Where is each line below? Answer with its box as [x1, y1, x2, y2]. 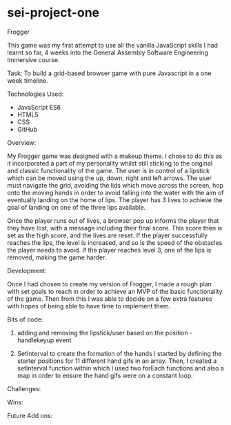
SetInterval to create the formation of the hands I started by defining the [17, 349, 222, 357]
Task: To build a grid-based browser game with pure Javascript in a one [7, 69, 212, 77]
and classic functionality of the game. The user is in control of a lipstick [7, 166, 210, 175]
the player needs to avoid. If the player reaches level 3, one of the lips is [7, 246, 212, 254]
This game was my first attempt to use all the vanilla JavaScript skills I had [7, 41, 219, 49]
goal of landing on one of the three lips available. [7, 203, 146, 211]
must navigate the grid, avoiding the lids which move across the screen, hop [7, 181, 224, 189]
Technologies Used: [7, 90, 64, 98]
